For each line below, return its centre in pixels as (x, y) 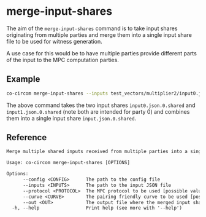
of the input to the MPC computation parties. (63, 60)
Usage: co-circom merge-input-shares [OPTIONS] (68, 163)
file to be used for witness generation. (54, 41)
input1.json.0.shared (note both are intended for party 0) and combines (98, 111)
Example (23, 79)
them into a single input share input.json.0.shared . (71, 118)
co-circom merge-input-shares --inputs (57, 93)
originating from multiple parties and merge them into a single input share (99, 34)
